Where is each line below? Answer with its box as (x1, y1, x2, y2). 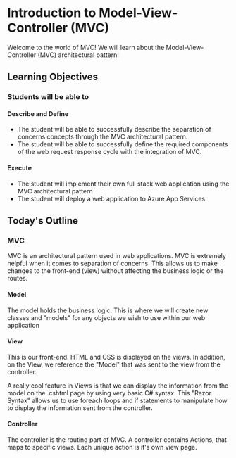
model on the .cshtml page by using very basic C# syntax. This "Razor (7, 388, 211, 397)
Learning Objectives (7, 71, 99, 83)
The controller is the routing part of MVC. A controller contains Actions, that (7, 435, 228, 444)
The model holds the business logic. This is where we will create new (7, 306, 209, 314)
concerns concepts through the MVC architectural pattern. (17, 132, 188, 141)
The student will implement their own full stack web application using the (17, 179, 230, 188)
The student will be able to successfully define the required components (17, 140, 228, 148)
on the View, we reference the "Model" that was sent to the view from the (7, 360, 221, 369)
